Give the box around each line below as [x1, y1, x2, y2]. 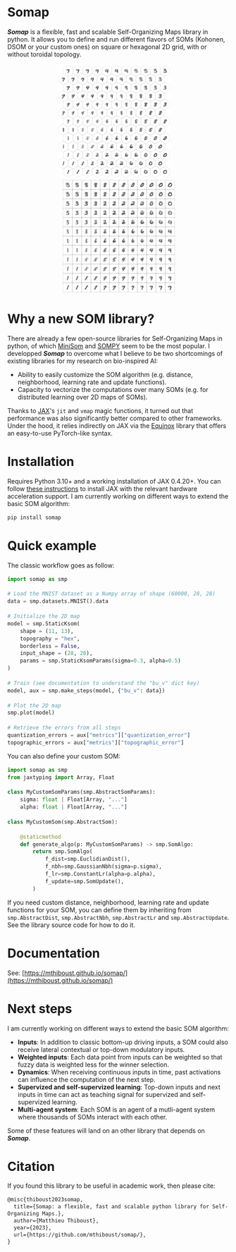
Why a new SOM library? [7, 311, 155, 327]
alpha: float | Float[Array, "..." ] [20, 804, 128, 811]
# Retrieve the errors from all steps [7, 724, 121, 732]
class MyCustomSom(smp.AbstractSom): [7, 818, 118, 826]
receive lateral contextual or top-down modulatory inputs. [17, 1045, 185, 1054]
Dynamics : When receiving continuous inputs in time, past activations [17, 1067, 221, 1076]
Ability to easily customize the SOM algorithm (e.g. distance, [17, 370, 193, 379]
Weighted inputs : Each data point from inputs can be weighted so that [17, 1052, 223, 1061]
